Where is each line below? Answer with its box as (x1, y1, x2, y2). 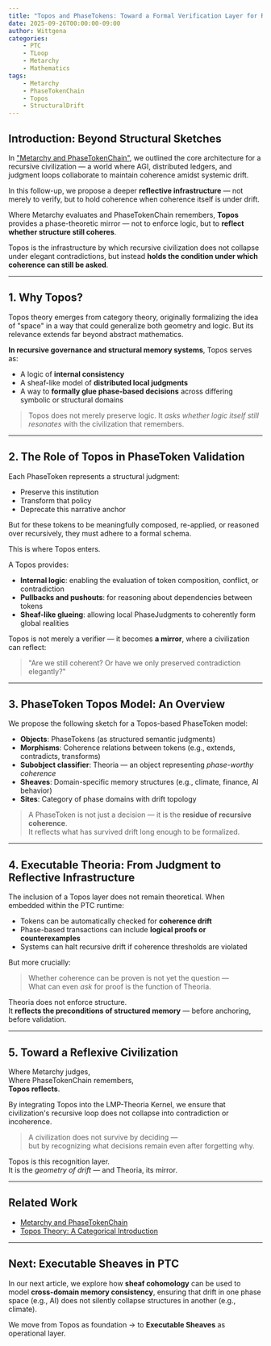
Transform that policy (19, 495, 92, 505)
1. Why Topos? (8, 291, 83, 305)
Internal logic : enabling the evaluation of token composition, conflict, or (19, 575, 259, 585)
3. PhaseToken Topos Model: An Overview (8, 697, 226, 711)
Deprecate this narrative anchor (19, 504, 127, 514)
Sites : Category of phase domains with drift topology (19, 794, 197, 804)
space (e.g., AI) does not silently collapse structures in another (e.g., (8, 1295, 236, 1305)
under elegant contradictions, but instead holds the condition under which (8, 251, 258, 260)
